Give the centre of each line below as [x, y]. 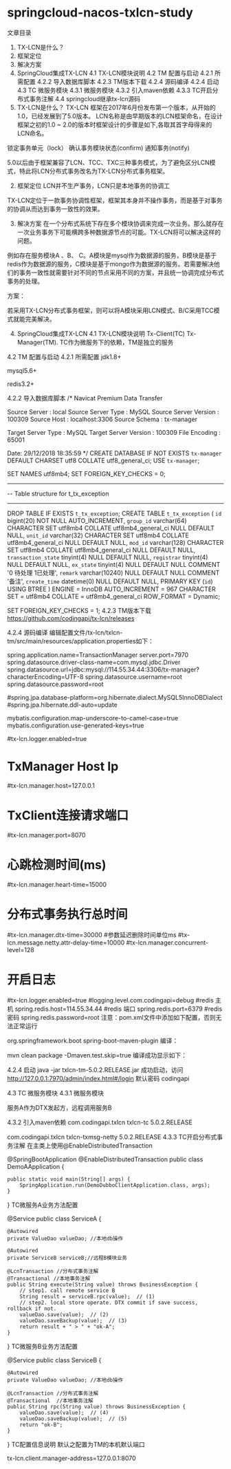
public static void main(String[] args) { [69, 1179]
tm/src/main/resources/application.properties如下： [81, 641]
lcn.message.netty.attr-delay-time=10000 [66, 942]
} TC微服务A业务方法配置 [43, 1205]
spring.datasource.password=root [56, 684]
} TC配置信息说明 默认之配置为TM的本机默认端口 [76, 1444]
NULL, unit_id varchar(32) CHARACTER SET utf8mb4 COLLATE [98, 535]
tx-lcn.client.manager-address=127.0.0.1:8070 [71, 1458]
